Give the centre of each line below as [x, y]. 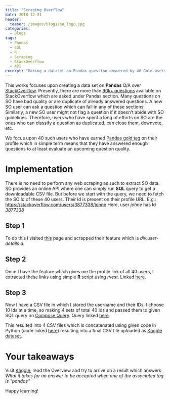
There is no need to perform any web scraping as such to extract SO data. [83, 183]
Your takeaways [40, 356]
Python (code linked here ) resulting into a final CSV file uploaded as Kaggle [84, 331]
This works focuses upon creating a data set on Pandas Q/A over [73, 85]
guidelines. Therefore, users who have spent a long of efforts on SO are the [84, 117]
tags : [11, 38]
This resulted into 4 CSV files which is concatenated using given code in [81, 325]
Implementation [39, 169]
